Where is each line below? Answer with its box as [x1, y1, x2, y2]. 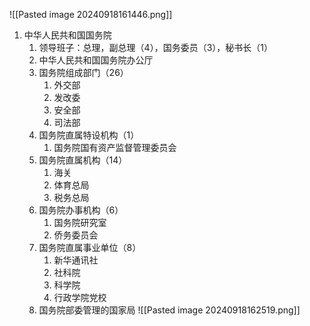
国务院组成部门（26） [38, 67, 129, 78]
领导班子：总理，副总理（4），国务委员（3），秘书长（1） [38, 42, 273, 53]
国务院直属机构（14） [38, 154, 128, 166]
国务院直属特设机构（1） [38, 129, 140, 141]
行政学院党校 [53, 292, 107, 303]
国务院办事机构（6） [38, 204, 124, 216]
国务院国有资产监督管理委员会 [53, 142, 177, 153]
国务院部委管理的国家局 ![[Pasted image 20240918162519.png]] [38, 304, 301, 316]
